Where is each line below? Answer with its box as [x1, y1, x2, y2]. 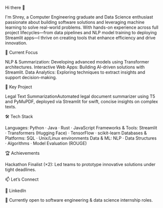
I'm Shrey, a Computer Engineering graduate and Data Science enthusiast [5, 14, 153, 20]
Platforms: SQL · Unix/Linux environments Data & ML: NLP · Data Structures [5, 135, 157, 141]
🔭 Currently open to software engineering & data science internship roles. [5, 197, 153, 203]
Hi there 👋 [5, 5, 25, 10]
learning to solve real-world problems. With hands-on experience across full [5, 24, 159, 30]
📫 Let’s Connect [5, 176, 39, 182]
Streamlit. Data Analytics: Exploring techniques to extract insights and [5, 69, 145, 75]
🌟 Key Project [5, 84, 33, 90]
